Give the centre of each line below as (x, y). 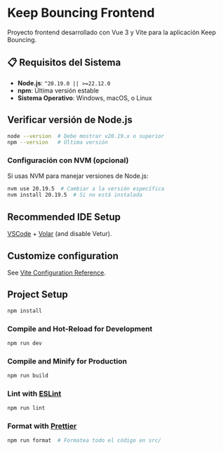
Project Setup (38, 294)
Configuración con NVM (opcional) (68, 160)
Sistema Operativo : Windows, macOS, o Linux (85, 98)
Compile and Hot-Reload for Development (80, 328)
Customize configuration (63, 256)
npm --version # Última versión (58, 143)
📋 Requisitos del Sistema (64, 63)
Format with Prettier (42, 426)
